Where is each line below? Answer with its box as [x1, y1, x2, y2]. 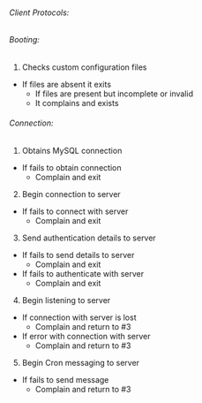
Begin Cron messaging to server [21, 358, 139, 369]
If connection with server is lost [21, 312, 137, 323]
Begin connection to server [21, 189, 121, 200]
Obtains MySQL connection [21, 146, 123, 156]
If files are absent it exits [21, 79, 112, 89]
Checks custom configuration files [21, 62, 147, 72]
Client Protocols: [9, 7, 70, 18]
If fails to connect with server [21, 206, 129, 217]
